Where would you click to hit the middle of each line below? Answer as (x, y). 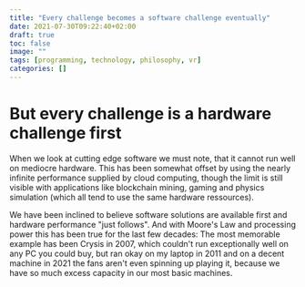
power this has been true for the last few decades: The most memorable (145, 234)
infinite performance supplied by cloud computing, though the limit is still (147, 178)
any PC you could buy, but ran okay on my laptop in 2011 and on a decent (147, 253)
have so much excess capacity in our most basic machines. (121, 272)
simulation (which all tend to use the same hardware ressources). (132, 197)
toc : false (30, 43)
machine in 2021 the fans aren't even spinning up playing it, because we (145, 263)
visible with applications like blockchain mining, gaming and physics (137, 187)
